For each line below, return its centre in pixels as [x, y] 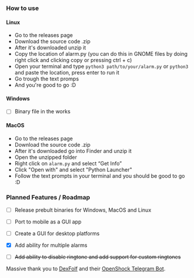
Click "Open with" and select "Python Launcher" [73, 169]
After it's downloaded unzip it [50, 48]
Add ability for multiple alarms [51, 245]
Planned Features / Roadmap [48, 197]
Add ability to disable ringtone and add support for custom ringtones [98, 257]
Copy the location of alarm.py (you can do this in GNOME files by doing [101, 54]
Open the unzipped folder [46, 157]
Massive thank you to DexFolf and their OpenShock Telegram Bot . [86, 269]
